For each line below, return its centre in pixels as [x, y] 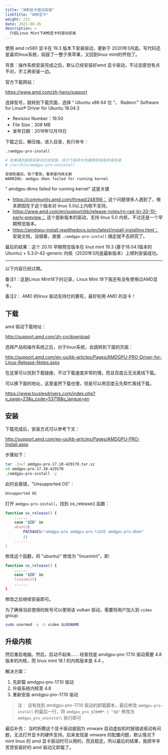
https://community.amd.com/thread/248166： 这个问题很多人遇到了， [84, 199]
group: [12, 615]
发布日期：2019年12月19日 [39, 131]
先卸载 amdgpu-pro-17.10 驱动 [43, 682]
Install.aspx [17, 444]
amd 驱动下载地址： [26, 327]
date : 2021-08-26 [23, 24]
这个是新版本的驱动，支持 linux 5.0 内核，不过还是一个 [102, 218]
